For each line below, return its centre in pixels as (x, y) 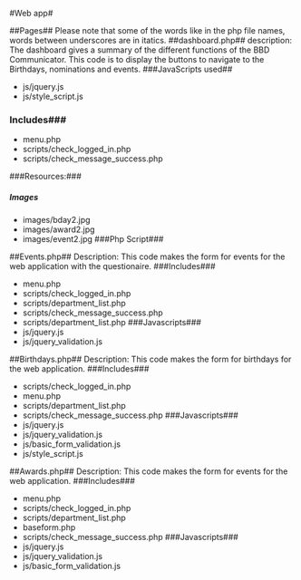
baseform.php (49, 527)
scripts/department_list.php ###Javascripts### (112, 323)
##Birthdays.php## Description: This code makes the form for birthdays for (150, 359)
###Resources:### (45, 177)
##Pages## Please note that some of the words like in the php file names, (147, 30)
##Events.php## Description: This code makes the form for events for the (147, 256)
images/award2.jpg (58, 229)
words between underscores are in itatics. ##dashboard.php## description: (151, 40)
